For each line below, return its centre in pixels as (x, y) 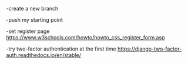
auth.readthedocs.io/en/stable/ (43, 55)
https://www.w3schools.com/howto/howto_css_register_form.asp (86, 37)
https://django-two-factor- (150, 49)
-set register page (28, 31)
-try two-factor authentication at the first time (61, 49)
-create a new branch (32, 9)
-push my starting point (35, 20)
